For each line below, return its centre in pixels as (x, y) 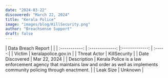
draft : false (19, 34)
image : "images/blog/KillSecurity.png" (48, 24)
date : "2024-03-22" (26, 10)
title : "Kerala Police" (31, 19)
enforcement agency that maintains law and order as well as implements (82, 64)
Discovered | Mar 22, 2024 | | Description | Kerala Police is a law (73, 59)
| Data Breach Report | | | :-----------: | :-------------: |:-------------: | (79, 48)
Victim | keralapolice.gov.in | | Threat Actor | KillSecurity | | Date (81, 54)
